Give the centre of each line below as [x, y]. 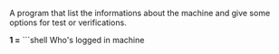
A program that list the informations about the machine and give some [140, 13]
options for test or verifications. [68, 22]
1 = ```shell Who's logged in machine [77, 40]
